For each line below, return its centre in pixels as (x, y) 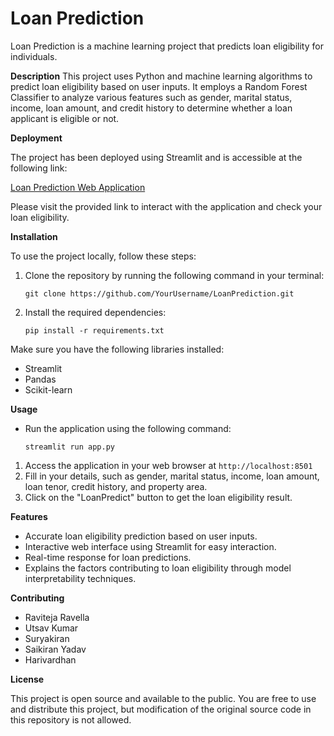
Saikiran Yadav (55, 649)
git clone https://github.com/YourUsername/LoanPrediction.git (159, 293)
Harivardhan (50, 659)
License (27, 679)
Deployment (36, 138)
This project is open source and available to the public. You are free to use (163, 698)
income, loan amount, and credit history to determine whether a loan (151, 108)
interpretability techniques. (80, 578)
